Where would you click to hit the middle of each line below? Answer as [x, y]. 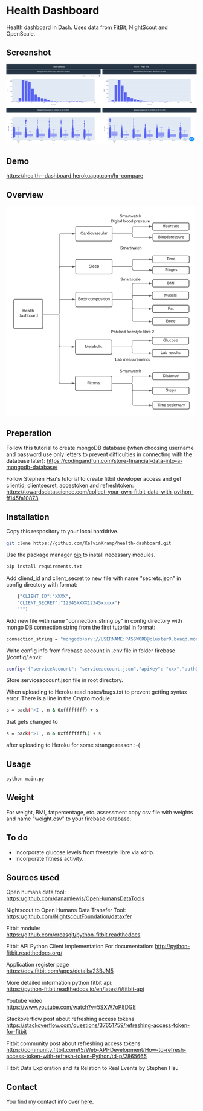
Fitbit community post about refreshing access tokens [73, 1043]
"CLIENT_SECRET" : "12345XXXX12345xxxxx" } [69, 603]
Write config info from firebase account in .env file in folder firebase [91, 651]
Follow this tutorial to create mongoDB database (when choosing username [100, 448]
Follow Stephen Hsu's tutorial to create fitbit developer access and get [94, 478]
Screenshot [29, 53]
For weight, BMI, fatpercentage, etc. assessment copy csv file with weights [100, 812]
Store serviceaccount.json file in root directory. [65, 680]
